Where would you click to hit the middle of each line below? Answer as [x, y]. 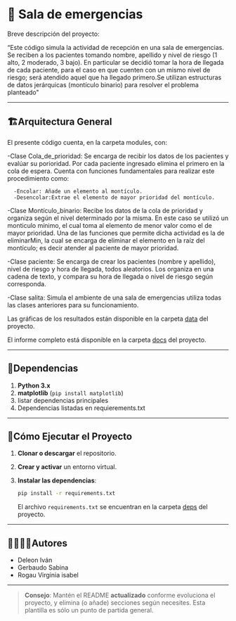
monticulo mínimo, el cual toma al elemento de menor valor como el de [110, 225]
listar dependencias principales [63, 400]
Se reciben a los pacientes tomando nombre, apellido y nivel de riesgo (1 [112, 55]
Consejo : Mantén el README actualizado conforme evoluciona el [120, 595]
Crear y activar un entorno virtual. [67, 467]
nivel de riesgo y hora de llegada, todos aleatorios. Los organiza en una [111, 269]
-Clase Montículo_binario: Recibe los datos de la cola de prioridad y [105, 210]
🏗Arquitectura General [60, 122]
